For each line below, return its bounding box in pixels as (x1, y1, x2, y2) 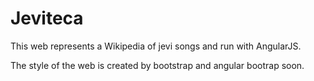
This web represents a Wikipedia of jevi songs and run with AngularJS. (10, 40, 302, 52)
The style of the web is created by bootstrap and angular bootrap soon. (10, 59, 305, 71)
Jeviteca (10, 7, 84, 30)
